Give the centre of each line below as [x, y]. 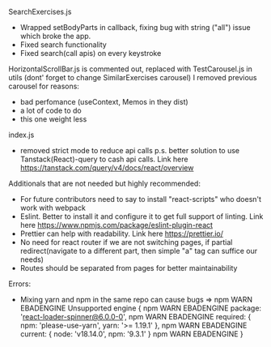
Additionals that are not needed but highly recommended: [104, 183]
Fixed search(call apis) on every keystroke [91, 53]
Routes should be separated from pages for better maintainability [129, 268]
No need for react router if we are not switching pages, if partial [126, 242]
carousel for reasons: [44, 86]
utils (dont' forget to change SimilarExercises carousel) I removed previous [133, 77]
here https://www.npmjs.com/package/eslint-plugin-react [116, 225]
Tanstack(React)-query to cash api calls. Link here [104, 159]
